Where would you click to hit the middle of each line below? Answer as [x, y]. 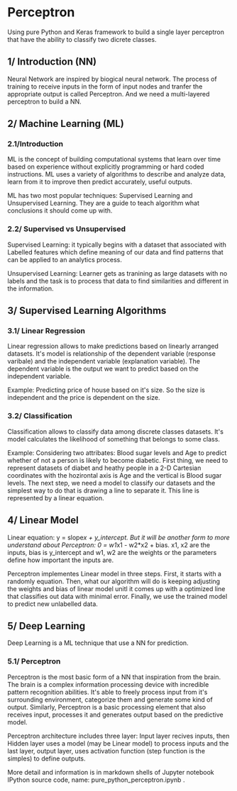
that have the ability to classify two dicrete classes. [82, 39]
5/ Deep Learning [46, 625]
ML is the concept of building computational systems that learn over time [114, 159]
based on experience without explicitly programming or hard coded [106, 167]
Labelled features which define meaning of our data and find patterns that [115, 252]
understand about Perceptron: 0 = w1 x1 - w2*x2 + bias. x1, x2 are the [109, 545]
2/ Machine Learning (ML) [66, 124]
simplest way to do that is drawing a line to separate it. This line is [104, 490]
